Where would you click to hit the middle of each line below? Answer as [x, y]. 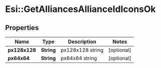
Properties [22, 28]
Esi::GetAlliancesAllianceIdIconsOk [80, 9]
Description [82, 42]
